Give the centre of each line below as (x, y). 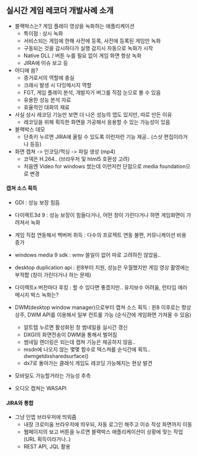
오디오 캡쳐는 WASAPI (40, 388)
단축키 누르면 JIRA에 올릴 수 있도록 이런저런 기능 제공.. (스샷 (93, 136)
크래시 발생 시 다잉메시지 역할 (57, 85)
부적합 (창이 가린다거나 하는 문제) (53, 275)
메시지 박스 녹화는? (37, 295)
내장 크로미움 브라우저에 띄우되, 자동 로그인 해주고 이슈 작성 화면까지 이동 (108, 425)
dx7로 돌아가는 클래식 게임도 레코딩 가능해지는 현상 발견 (88, 363)
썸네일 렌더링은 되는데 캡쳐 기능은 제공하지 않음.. (79, 342)
